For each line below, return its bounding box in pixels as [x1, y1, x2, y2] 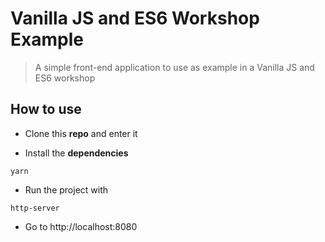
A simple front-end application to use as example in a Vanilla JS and [34, 61, 315, 73]
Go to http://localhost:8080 [24, 220, 138, 232]
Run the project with [24, 183, 109, 196]
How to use [10, 101, 82, 118]
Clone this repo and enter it [24, 127, 138, 139]
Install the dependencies [24, 147, 129, 159]
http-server [10, 203, 60, 213]
